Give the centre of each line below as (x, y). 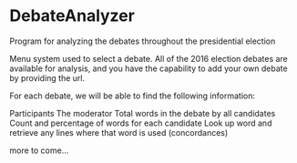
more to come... (39, 150)
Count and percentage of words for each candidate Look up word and (141, 123)
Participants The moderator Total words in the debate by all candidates (143, 113)
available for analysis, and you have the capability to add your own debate (149, 68)
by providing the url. (47, 77)
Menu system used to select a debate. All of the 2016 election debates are (149, 58)
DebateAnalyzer (72, 16)
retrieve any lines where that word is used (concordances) (119, 132)
